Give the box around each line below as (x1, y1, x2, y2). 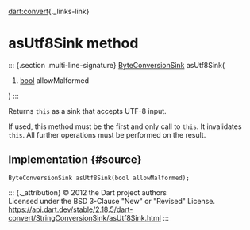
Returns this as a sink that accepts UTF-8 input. (8, 106, 167, 115)
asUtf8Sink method (8, 35, 139, 52)
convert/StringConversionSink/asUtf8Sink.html (8, 213, 161, 222)
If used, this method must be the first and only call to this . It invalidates (8, 122, 242, 131)
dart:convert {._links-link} (8, 7, 90, 16)
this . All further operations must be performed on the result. (8, 130, 206, 139)
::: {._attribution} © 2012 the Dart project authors (8, 187, 167, 197)
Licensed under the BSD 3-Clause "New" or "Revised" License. (8, 196, 216, 205)
